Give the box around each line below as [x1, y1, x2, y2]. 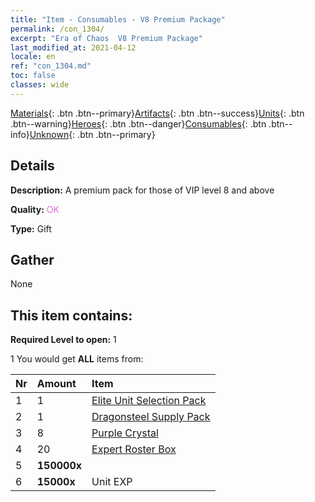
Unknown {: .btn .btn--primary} [29, 128, 156, 140]
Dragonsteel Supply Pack [91, 410, 211, 424]
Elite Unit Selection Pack [91, 394, 207, 408]
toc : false [10, 71, 56, 81]
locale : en [10, 52, 56, 62]
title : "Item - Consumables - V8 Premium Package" [10, 14, 226, 25]
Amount [36, 377, 77, 391]
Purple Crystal [91, 426, 159, 440]
